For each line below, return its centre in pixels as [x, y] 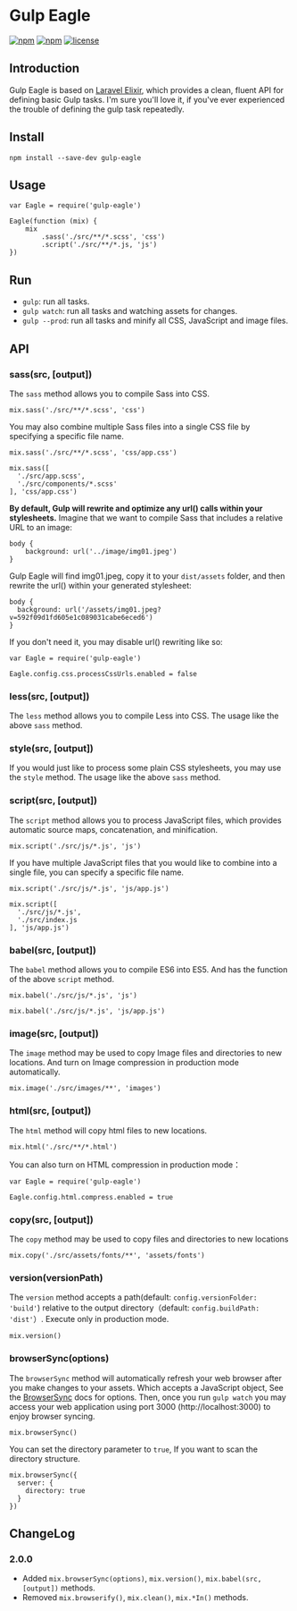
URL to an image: [41, 527]
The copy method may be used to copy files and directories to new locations [149, 1239]
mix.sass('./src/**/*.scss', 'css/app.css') [93, 453]
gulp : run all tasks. [56, 301]
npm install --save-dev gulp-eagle [75, 157]
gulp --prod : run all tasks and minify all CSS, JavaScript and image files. [155, 321]
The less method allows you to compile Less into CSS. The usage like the [144, 716]
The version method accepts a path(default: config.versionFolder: [133, 1297]
